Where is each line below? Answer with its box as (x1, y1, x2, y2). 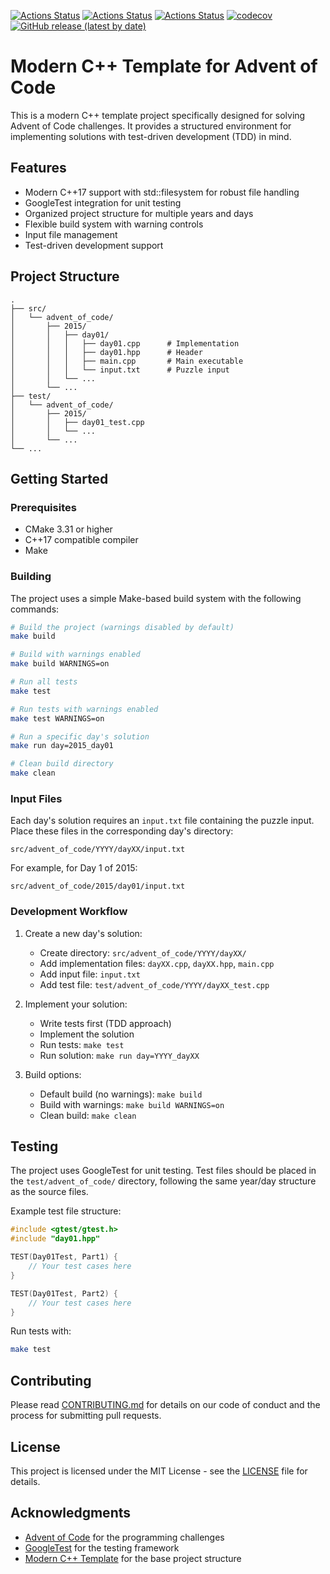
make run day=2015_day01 (10, 741, 114, 751)
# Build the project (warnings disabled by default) (10, 622, 235, 632)
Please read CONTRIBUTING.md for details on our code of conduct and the (10, 1399, 321, 1411)
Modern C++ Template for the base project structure (24, 1552, 242, 1564)
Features (10, 160, 67, 177)
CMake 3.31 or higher (24, 523, 113, 535)
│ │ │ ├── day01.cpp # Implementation (10, 338, 240, 349)
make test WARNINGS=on (10, 713, 105, 724)
